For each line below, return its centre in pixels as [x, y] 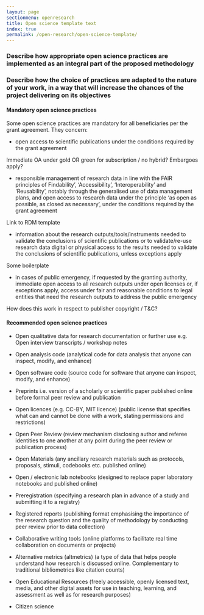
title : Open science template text [51, 23]
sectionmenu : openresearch [40, 18]
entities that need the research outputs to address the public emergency [106, 297]
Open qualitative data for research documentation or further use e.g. [101, 336]
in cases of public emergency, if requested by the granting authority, [101, 278]
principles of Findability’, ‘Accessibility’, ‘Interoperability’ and [90, 185]
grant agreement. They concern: [47, 130]
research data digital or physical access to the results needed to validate [106, 247]
